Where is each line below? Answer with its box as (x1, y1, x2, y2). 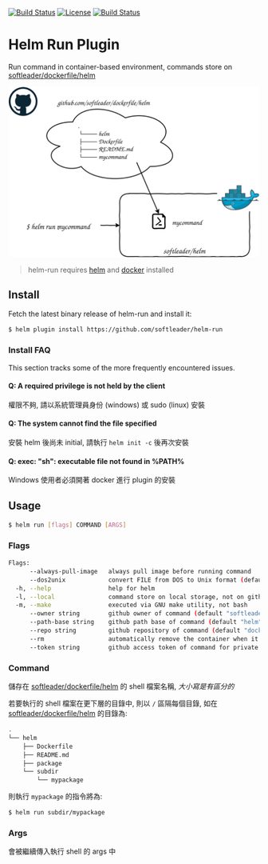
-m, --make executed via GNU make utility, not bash (15, 601, 248, 610)
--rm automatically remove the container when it (29, 634, 259, 643)
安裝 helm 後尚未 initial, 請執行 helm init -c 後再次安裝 (8, 437, 189, 447)
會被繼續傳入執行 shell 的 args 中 (8, 846, 116, 856)
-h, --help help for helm (15, 584, 156, 592)
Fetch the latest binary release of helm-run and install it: (8, 309, 192, 319)
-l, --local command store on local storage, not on (15, 593, 245, 601)
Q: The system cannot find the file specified (8, 418, 157, 428)
